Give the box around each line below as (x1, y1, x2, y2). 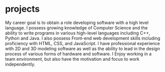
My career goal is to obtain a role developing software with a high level (5, 20, 149, 25)
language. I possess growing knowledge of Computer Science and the (5, 24, 148, 30)
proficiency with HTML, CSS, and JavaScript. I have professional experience (5, 40, 160, 46)
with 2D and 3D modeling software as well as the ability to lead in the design (5, 46, 160, 51)
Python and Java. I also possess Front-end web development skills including (5, 35, 161, 41)
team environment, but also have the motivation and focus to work (5, 56, 139, 62)
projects (5, 3, 40, 15)
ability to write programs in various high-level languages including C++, (5, 30, 150, 36)
